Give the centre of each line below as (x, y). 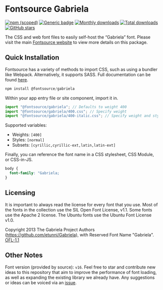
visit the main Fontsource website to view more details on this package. (76, 42)
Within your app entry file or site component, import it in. (62, 98)
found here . (16, 79)
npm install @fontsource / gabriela (40, 89)
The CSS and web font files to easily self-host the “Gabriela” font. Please (78, 37)
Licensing (20, 193)
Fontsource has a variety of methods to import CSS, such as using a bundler (81, 69)
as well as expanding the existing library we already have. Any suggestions (80, 277)
